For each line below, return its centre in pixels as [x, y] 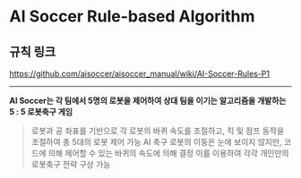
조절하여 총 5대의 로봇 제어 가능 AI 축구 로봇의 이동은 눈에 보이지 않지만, [156, 142]
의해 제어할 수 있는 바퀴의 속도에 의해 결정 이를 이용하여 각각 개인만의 [168, 153]
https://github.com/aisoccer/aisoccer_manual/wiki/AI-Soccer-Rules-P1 [140, 74]
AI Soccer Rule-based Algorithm [132, 17]
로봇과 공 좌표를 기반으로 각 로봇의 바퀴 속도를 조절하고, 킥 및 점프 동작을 [158, 131]
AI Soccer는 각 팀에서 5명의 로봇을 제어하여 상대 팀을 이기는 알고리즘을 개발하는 [148, 101]
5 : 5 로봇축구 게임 [41, 112]
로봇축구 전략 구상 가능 [71, 164]
